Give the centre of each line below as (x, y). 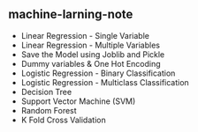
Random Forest (49, 110)
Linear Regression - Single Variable (85, 35)
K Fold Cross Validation (64, 120)
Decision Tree (46, 92)
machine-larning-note (71, 15)
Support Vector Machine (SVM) (78, 101)
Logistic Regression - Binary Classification (98, 73)
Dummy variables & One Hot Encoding (91, 63)
